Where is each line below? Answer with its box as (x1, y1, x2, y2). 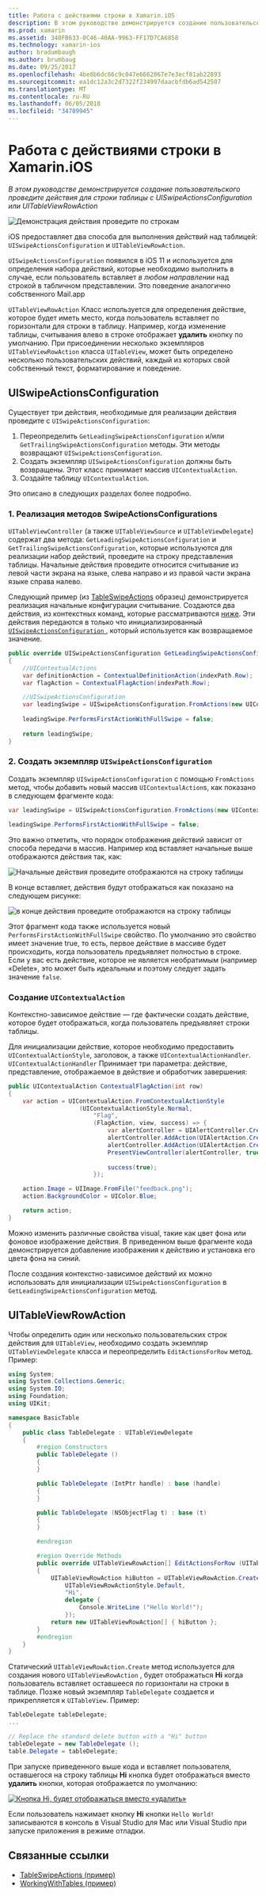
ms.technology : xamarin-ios (8, 41, 101, 49)
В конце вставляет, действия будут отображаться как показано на (8, 882, 234, 891)
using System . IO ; (8, 1385, 66, 1393)
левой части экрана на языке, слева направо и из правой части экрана (8, 568, 251, 578)
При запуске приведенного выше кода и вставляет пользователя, (8, 1761, 232, 1771)
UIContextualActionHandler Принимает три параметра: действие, (8, 1058, 228, 1068)
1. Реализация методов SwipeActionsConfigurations (8, 508, 218, 519)
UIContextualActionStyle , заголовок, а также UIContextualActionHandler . (8, 1050, 251, 1059)
